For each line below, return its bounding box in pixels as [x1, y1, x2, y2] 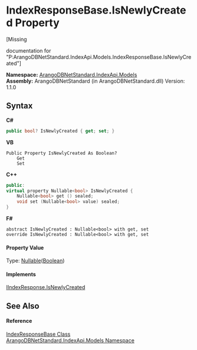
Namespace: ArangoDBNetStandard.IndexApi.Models [6, 71, 137, 78]
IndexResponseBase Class [6, 330, 71, 338]
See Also [6, 301, 40, 311]
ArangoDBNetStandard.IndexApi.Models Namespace [6, 337, 134, 343]
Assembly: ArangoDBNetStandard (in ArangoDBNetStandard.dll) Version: [6, 77, 185, 85]
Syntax [6, 101, 33, 111]
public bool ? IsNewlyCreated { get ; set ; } [6, 128, 115, 134]
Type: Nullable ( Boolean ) [6, 257, 65, 264]
